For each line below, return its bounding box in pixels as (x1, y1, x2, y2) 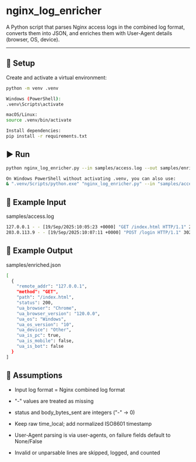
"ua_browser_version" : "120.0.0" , (16, 310, 100, 317)
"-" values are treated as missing (14, 397, 94, 405)
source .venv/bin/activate (6, 117, 72, 124)
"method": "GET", (16, 289, 59, 295)
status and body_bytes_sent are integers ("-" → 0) (14, 409, 135, 416)
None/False (14, 437, 43, 444)
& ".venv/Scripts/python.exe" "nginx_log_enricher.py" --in (6, 181, 156, 187)
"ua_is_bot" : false (16, 344, 64, 350)
